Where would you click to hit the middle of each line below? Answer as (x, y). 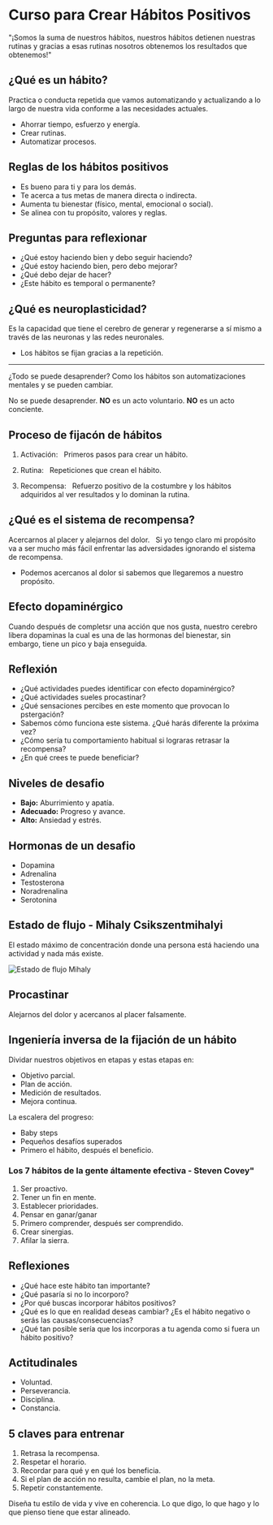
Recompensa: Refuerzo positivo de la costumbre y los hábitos (126, 486)
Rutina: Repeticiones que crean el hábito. (91, 470)
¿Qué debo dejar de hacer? (66, 275)
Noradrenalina (44, 891)
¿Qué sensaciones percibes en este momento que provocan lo (125, 706)
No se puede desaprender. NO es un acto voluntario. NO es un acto (121, 401)
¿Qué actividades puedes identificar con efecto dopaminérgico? (128, 689)
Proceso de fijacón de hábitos (85, 435)
